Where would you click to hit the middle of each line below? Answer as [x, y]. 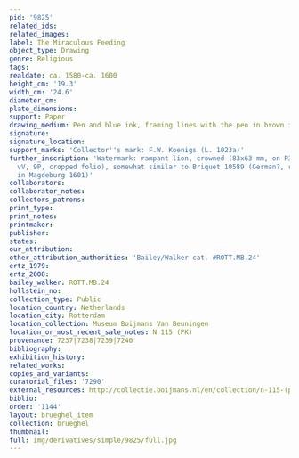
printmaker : [31, 225]
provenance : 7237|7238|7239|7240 [71, 340]
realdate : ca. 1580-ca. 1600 [63, 76]
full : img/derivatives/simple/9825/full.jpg [93, 440]
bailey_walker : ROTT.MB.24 [59, 282]
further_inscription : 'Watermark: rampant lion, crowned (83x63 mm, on [145, 158]
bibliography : [36, 348]
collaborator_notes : [48, 192]
